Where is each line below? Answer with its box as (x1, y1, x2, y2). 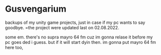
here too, (5, 44, 23, 50)
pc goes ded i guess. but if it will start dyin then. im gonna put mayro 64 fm (5, 39, 156, 45)
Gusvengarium (5, 3, 67, 15)
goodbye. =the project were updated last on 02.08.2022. (5, 24, 120, 30)
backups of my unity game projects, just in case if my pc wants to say (5, 19, 145, 25)
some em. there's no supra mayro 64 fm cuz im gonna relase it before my (5, 34, 153, 40)
